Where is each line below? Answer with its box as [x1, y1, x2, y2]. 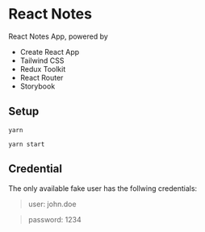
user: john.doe [27, 199, 77, 209]
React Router [19, 72, 64, 82]
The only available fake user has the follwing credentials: [8, 183, 198, 193]
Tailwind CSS [19, 56, 65, 65]
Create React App [19, 47, 80, 56]
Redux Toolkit [19, 64, 66, 73]
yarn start [8, 140, 45, 148]
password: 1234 [27, 214, 82, 224]
